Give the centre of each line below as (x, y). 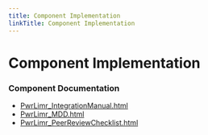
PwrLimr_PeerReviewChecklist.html (79, 122)
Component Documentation (64, 88)
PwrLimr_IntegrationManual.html (74, 105)
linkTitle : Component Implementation (72, 23)
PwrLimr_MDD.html (52, 114)
